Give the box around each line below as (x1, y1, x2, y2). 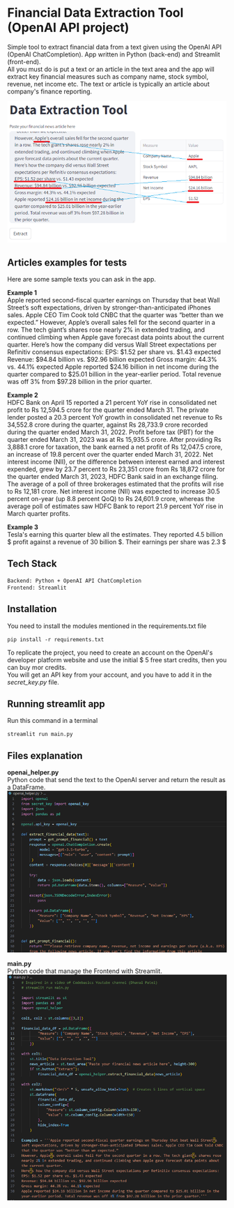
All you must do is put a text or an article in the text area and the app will (7, 65, 214, 73)
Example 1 (7, 289, 37, 297)
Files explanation (7, 749, 83, 761)
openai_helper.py (7, 768, 59, 777)
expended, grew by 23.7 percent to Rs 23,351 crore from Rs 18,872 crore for (7, 465, 225, 473)
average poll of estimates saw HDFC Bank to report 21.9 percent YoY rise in (7, 502, 224, 510)
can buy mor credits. (7, 663, 67, 671)
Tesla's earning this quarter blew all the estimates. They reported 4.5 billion (7, 530, 224, 539)
